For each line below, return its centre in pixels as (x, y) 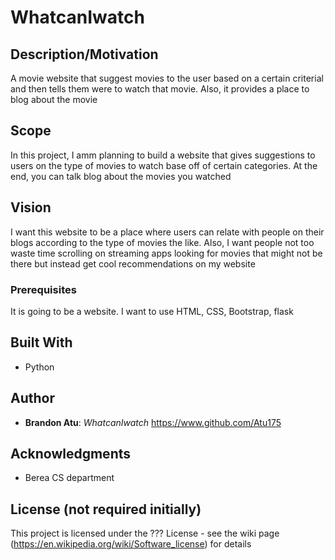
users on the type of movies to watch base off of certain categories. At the (164, 165)
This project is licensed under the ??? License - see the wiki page (145, 533)
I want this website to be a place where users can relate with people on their (167, 232)
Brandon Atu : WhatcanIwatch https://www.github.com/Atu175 (153, 422)
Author (32, 398)
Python (39, 367)
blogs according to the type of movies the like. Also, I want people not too (162, 242)
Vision (31, 207)
